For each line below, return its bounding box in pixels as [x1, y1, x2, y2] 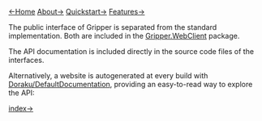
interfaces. [8, 56, 45, 65]
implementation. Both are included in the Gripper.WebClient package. [8, 31, 240, 40]
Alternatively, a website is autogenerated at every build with [8, 71, 208, 80]
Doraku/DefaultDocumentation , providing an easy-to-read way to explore [8, 80, 253, 89]
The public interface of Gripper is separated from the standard [8, 23, 217, 31]
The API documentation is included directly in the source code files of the [8, 47, 254, 56]
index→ [8, 104, 34, 113]
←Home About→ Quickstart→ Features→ [8, 7, 145, 16]
